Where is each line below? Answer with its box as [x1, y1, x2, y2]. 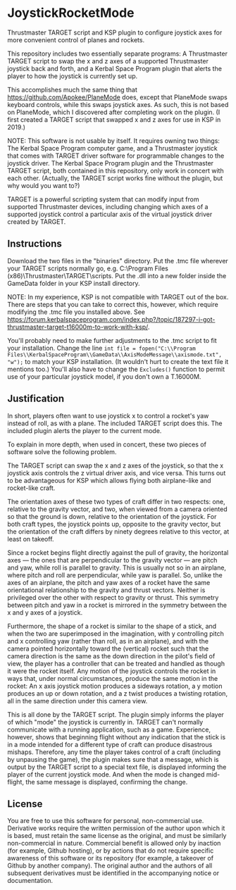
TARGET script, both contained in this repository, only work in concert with [7, 166, 224, 175]
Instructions [7, 238, 62, 250]
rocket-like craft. [7, 484, 56, 492]
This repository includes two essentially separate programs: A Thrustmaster [7, 49, 228, 58]
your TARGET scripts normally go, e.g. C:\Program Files [7, 264, 169, 272]
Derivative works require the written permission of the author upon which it [7, 824, 225, 832]
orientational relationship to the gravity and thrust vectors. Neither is [7, 586, 206, 594]
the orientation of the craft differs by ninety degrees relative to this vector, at [7, 527, 230, 536]
